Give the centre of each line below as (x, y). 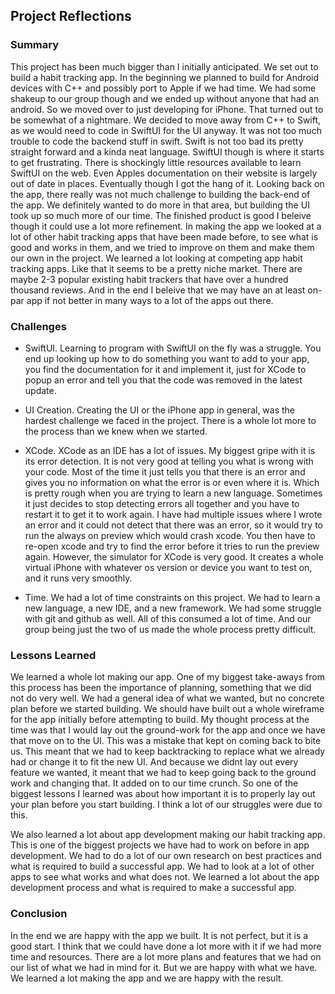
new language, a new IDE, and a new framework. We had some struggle (173, 608)
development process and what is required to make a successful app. (153, 888)
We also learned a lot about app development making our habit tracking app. (168, 835)
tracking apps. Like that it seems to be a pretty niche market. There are (156, 268)
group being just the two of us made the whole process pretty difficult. (170, 629)
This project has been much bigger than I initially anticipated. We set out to (164, 66)
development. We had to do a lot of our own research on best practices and (166, 856)
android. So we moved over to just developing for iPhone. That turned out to (167, 109)
